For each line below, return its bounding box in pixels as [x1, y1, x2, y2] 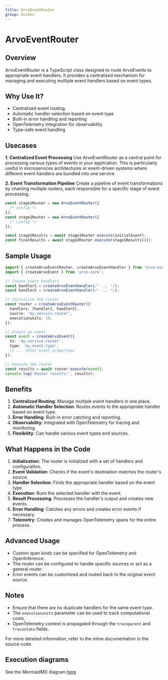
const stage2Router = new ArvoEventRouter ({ [5, 214, 99, 220]
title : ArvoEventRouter [5, 7, 55, 13]
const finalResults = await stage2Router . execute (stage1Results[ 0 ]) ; [5, 238, 153, 243]
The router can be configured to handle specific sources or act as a [12, 561, 152, 567]
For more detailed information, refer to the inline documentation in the [5, 635, 149, 641]
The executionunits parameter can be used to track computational [12, 610, 150, 616]
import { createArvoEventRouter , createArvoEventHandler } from [5, 264, 142, 270]
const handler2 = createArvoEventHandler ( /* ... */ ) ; [5, 288, 120, 293]
